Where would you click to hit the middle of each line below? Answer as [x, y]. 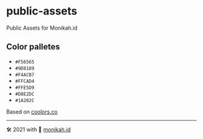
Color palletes [33, 47]
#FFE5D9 [24, 88]
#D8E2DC [24, 94]
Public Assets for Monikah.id [42, 28]
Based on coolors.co [32, 112]
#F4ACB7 [24, 75]
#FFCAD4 [24, 81]
